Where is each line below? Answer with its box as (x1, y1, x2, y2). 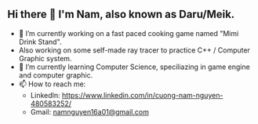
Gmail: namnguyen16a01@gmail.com (30, 107, 150, 116)
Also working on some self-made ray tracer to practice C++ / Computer (18, 45, 250, 55)
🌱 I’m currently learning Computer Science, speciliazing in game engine (18, 62, 250, 71)
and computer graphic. (18, 70, 93, 79)
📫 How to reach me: (18, 79, 86, 89)
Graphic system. (18, 53, 72, 63)
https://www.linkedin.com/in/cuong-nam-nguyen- (61, 90, 223, 100)
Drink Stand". (18, 37, 62, 46)
